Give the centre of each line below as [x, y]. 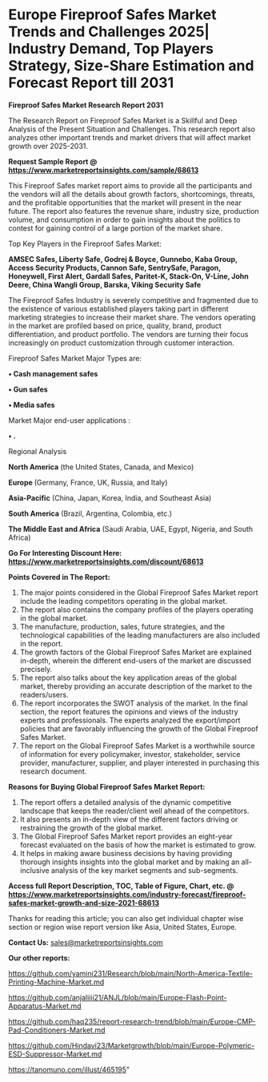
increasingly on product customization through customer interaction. [121, 343]
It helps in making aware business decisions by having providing [126, 853]
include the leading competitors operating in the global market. [124, 601]
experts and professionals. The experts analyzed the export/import [130, 720]
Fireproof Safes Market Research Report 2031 [86, 105]
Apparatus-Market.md [45, 1006]
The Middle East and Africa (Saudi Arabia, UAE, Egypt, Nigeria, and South [131, 529]
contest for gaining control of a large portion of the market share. [116, 228]
